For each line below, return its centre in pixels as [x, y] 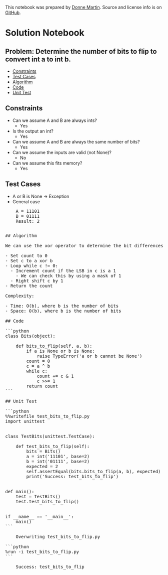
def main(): [20, 491]
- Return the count [29, 286]
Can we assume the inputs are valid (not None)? [62, 152]
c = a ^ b [38, 366]
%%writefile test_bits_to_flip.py [47, 416]
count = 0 [38, 361]
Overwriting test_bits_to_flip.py [58, 537]
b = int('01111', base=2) [58, 461]
